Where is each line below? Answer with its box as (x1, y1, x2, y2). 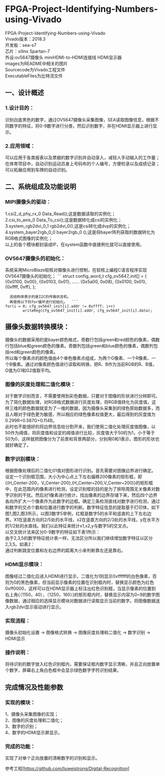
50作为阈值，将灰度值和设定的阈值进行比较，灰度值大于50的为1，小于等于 (5, 430, 155, 436)
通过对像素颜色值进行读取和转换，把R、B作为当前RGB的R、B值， (25, 361, 157, 367)
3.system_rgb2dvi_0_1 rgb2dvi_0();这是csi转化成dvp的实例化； (5, 223, 131, 229)
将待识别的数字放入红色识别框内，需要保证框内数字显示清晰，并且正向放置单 (5, 661, 160, 667)
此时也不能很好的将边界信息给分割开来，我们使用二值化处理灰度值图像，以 (5, 424, 156, 430)
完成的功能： (5, 743, 36, 750)
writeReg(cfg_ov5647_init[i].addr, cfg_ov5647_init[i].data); (23, 308, 153, 313)
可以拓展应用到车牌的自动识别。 (5, 167, 70, 172)
